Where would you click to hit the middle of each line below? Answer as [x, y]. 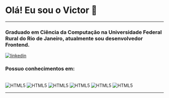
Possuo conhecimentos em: [40, 69]
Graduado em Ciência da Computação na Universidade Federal [83, 32]
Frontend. [18, 45]
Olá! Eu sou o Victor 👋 [51, 10]
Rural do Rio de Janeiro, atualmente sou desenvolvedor [74, 38]
